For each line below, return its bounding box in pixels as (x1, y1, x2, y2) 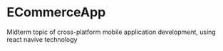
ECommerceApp (6, 4, 106, 21)
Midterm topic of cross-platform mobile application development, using (6, 28, 217, 36)
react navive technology (6, 35, 78, 43)
